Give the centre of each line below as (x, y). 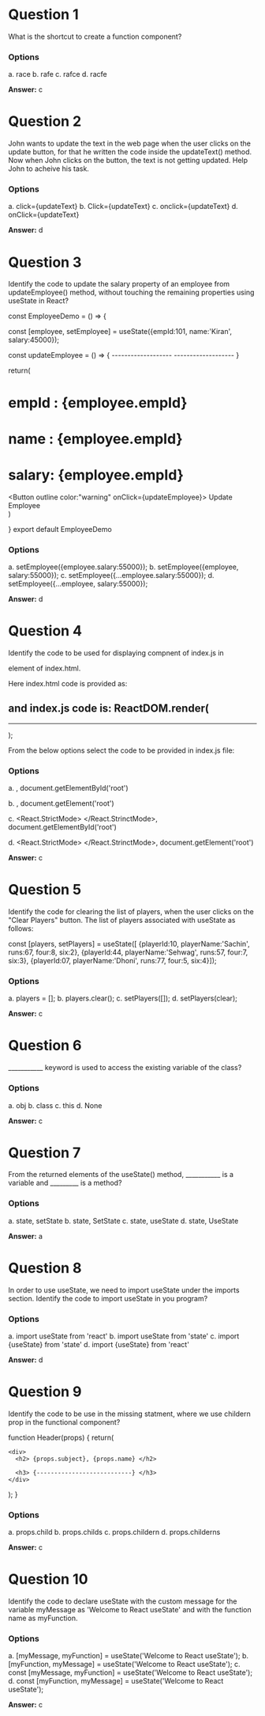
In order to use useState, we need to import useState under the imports (124, 1290)
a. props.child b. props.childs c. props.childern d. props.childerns (114, 1532)
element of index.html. (45, 668)
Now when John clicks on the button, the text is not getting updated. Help (128, 161)
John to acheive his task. (49, 169)
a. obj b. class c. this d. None (55, 1105)
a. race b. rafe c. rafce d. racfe (58, 74)
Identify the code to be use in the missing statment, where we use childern (129, 1414)
